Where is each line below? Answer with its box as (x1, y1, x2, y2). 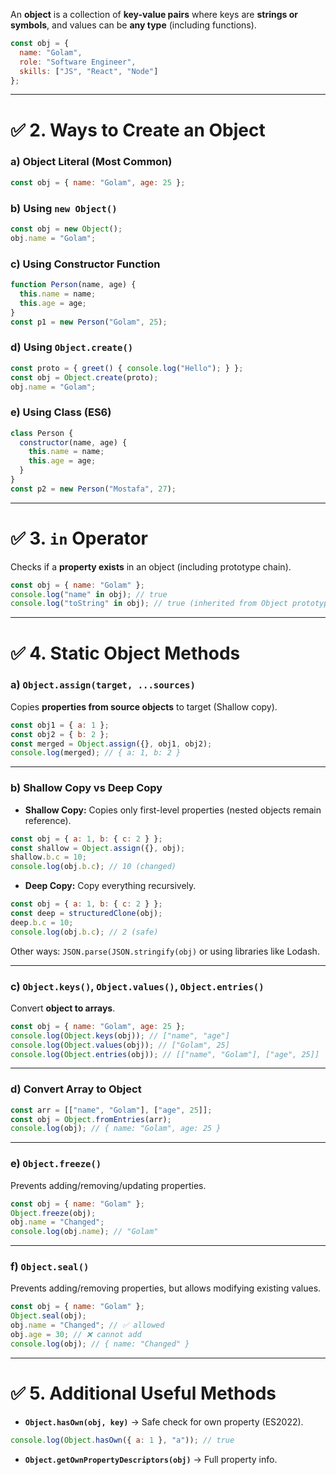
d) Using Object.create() (10, 340, 134, 354)
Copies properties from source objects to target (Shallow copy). (10, 700, 278, 713)
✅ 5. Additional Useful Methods (10, 1382, 277, 1405)
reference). (24, 814, 72, 826)
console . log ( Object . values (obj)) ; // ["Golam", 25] (10, 1040, 230, 1050)
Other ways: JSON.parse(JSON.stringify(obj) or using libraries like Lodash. (10, 945, 320, 957)
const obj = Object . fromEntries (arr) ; (10, 1114, 172, 1124)
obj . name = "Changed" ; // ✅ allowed (10, 1320, 165, 1331)
